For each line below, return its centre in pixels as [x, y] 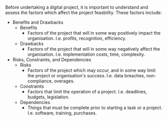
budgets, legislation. [48, 97]
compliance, [40, 81]
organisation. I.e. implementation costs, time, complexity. [86, 54]
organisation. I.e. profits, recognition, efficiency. [77, 38]
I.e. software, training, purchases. [62, 113]
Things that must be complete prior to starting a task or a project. [95, 108]
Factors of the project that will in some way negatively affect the [94, 49]
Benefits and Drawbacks [38, 22]
